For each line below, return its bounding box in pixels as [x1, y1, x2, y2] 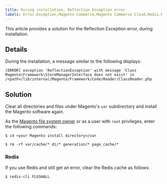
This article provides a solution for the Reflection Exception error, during [5, 25, 153, 31]
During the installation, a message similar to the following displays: [5, 58, 142, 65]
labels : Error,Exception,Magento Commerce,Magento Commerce [5, 12, 133, 17]
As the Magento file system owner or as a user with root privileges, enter [5, 118, 155, 124]
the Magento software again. [5, 109, 64, 115]
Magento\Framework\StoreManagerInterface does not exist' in [5, 73, 135, 78]
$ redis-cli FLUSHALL [5, 175, 50, 180]
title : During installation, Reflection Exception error [5, 7, 126, 12]
